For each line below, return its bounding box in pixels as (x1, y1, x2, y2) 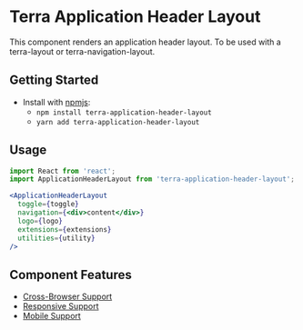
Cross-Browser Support (22, 291, 113, 302)
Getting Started (9, 73, 99, 88)
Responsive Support (22, 301, 99, 312)
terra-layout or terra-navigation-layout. (9, 45, 156, 56)
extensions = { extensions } (17, 225, 112, 234)
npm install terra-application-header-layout (35, 107, 212, 117)
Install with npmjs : (22, 96, 91, 107)
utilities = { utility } (17, 234, 96, 243)
